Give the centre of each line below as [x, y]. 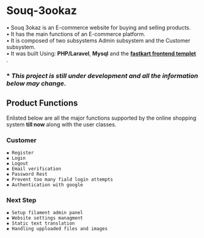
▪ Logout [17, 163]
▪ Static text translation [41, 223]
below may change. [36, 83]
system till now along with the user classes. [61, 124]
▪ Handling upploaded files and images [57, 229]
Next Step [21, 200]
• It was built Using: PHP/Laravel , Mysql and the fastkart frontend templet [101, 53]
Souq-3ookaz [42, 11]
